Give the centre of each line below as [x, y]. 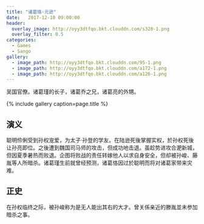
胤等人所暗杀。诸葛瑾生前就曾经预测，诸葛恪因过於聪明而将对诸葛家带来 [97, 163]
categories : [21, 40]
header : [16, 23]
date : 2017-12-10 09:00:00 [43, 18]
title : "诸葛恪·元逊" [31, 12]
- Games [22, 46]
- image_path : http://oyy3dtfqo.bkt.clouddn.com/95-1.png [87, 62]
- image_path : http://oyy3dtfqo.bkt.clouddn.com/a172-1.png [89, 68]
